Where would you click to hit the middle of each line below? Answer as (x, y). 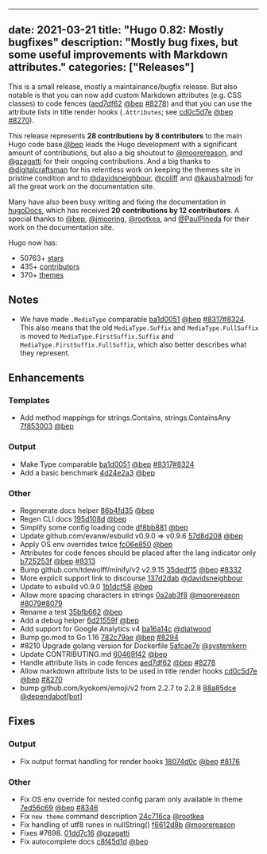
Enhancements (46, 378)
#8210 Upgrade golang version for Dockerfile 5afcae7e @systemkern (133, 646)
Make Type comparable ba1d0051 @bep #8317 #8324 (107, 464)
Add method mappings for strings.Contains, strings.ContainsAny (125, 417)
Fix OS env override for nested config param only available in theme (131, 799)
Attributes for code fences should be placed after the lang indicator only (138, 553)
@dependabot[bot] (51, 696)
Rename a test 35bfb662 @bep (71, 611)
